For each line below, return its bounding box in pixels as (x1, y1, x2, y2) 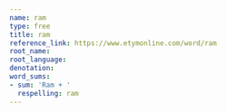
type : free (9, 22, 51, 31)
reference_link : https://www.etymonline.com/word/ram (9, 38, 218, 48)
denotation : (9, 64, 54, 73)
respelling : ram (17, 89, 79, 98)
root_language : (9, 55, 67, 64)
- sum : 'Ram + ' (9, 80, 71, 89)
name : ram (9, 13, 47, 23)
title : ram (9, 30, 51, 39)
